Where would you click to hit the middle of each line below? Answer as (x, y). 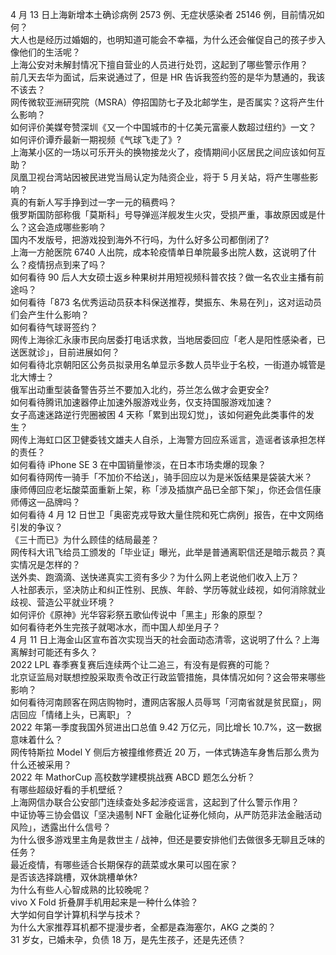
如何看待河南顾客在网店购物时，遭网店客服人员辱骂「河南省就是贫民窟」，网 (166, 702)
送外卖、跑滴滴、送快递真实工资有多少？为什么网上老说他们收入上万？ (155, 577)
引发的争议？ (36, 527)
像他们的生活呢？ (45, 52)
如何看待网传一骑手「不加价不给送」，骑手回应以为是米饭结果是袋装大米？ (161, 477)
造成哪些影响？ (75, 227)
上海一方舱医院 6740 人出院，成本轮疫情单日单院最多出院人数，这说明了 (159, 252)
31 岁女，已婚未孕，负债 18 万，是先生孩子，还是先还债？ (128, 939)
